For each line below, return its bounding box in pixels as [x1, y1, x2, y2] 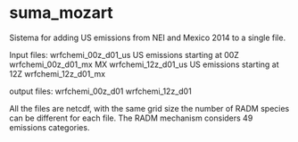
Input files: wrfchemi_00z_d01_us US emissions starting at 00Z [9, 49, 239, 60]
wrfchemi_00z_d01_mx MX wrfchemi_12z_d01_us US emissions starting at [9, 59, 279, 70]
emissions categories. [9, 121, 90, 132]
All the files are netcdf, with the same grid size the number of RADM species [9, 103, 290, 113]
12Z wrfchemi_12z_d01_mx [9, 68, 105, 79]
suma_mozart [9, 3, 113, 23]
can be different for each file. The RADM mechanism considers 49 [9, 113, 253, 123]
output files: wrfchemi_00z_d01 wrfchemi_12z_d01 [9, 86, 192, 96]
